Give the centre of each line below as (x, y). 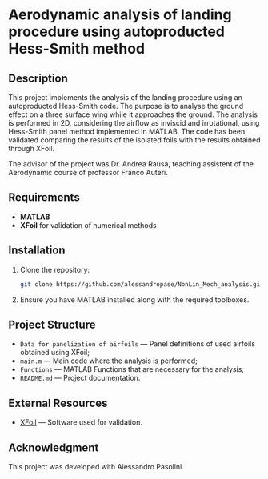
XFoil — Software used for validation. (81, 422)
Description (38, 78)
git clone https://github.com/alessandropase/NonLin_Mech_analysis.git (142, 284)
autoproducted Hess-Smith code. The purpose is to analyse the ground (126, 106)
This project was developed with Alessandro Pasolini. (96, 466)
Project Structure (52, 324)
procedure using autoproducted (117, 32)
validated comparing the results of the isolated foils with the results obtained (134, 140)
